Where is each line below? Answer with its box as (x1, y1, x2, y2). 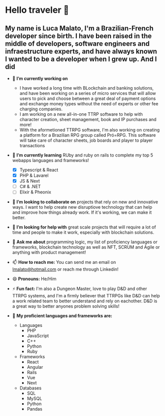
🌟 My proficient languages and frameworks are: (12, 313, 112, 319)
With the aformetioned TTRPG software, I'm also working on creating (19, 127, 160, 132)
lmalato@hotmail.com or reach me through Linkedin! (12, 266, 119, 272)
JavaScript (27, 333, 49, 339)
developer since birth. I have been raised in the (5, 32, 152, 40)
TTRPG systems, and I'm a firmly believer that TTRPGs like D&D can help (12, 293, 160, 299)
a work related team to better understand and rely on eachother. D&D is (12, 298, 158, 304)
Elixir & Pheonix (19, 189, 52, 195)
